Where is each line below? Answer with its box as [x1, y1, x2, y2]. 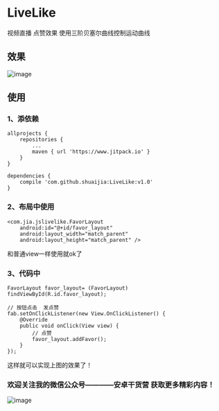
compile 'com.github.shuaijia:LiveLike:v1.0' [19, 179, 154, 186]
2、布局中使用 [7, 202, 55, 212]
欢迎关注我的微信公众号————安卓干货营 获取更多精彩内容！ [7, 380, 215, 390]
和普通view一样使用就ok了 [7, 250, 82, 258]
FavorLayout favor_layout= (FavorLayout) [7, 285, 129, 292]
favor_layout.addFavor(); [32, 336, 107, 343]
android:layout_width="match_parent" [19, 230, 129, 237]
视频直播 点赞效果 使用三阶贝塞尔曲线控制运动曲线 [7, 28, 150, 37]
